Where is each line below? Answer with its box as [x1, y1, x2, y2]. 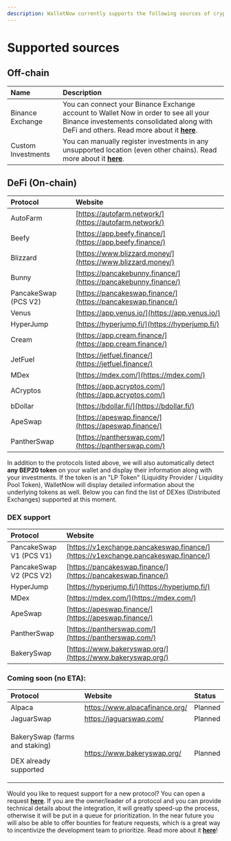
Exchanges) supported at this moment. [7, 495, 118, 504]
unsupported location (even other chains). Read [63, 145, 217, 155]
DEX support [7, 513, 51, 522]
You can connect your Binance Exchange [63, 99, 196, 109]
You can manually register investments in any [63, 136, 209, 146]
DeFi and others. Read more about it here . [63, 125, 198, 135]
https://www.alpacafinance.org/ [84, 703, 188, 713]
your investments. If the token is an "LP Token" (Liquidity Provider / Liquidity [7, 473, 223, 482]
